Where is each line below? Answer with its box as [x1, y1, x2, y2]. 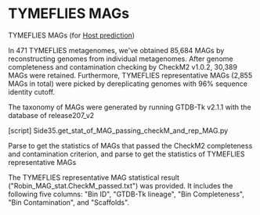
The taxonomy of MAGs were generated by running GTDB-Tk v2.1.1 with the [8, 102, 252, 112]
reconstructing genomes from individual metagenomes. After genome [8, 54, 233, 63]
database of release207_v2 [8, 110, 95, 120]
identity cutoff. [8, 87, 56, 96]
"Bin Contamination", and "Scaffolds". [8, 197, 130, 207]
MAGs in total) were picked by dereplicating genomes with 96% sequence [8, 79, 248, 88]
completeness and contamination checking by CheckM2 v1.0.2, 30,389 [8, 62, 237, 71]
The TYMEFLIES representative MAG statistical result [8, 173, 180, 182]
